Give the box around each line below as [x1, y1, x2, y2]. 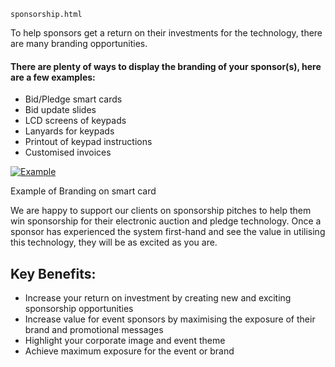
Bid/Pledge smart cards [24, 93, 123, 105]
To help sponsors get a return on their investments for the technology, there [10, 27, 323, 39]
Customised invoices [24, 146, 112, 159]
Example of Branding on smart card [10, 185, 157, 197]
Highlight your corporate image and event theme [24, 335, 226, 347]
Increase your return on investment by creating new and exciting [24, 292, 292, 304]
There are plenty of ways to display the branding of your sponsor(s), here [10, 60, 322, 72]
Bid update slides [24, 104, 97, 116]
